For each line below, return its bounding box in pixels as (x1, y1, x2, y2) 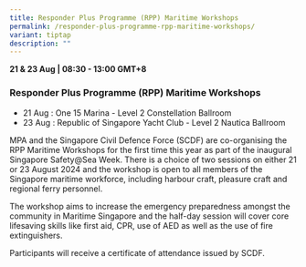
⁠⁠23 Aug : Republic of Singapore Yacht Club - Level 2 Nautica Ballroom (22, 117, 286, 128)
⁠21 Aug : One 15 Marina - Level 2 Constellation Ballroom (22, 107, 232, 118)
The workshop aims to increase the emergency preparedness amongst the (9, 200, 290, 211)
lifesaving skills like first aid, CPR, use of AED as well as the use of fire (9, 220, 274, 231)
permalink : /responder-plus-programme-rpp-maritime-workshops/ (9, 22, 256, 31)
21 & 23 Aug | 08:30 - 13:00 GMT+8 (9, 64, 147, 75)
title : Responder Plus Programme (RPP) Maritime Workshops (9, 13, 239, 23)
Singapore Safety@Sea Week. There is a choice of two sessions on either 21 (9, 154, 297, 165)
